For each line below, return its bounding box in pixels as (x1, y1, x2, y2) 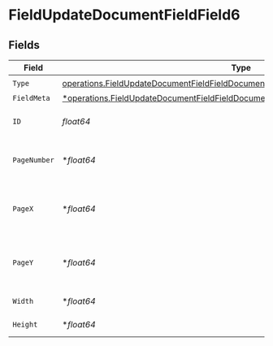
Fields (8, 38, 41, 52)
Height (12, 320, 38, 329)
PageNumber (12, 156, 54, 164)
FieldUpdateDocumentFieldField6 (8, 6, 240, 24)
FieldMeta (12, 93, 50, 102)
